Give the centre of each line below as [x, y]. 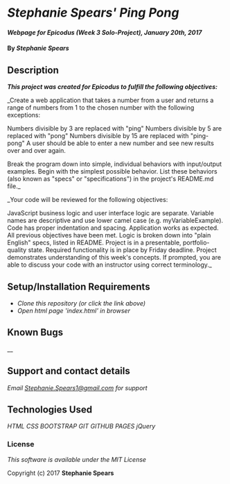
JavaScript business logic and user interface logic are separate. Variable [111, 213]
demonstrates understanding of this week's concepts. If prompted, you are [114, 258]
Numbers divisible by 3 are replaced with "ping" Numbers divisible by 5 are [115, 128]
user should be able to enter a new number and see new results [123, 143]
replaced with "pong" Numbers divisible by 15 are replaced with [98, 136]
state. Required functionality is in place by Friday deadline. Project [122, 250]
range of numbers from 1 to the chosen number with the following [101, 108]
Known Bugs [35, 332]
